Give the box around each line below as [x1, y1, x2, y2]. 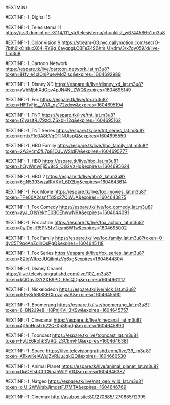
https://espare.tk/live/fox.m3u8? [40, 97, 108, 102]
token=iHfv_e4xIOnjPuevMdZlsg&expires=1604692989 [5, 71, 121, 77]
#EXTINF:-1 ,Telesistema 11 [5, 24, 62, 30]
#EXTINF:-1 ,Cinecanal [5, 317, 53, 323]
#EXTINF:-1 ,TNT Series [5, 127, 55, 133]
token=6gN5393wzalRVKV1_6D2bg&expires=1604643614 [5, 179, 127, 185]
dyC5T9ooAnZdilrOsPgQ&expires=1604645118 [5, 240, 104, 246]
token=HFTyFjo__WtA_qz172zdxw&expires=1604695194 [5, 102, 124, 108]
